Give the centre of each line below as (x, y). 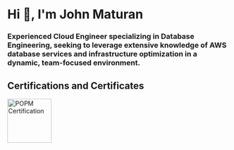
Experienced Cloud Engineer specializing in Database (101, 37)
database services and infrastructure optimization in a (102, 54)
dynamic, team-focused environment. (74, 63)
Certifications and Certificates (76, 86)
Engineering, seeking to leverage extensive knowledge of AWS (117, 45)
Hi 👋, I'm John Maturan (75, 14)
